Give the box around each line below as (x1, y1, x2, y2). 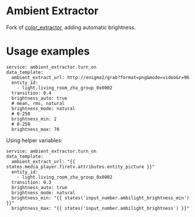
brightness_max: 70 (11, 126, 60, 132)
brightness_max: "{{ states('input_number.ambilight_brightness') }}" (11, 205, 190, 211)
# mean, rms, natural (11, 100, 65, 106)
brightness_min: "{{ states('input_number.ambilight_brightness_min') (11, 194, 190, 201)
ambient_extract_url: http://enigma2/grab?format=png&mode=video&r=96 (11, 74, 190, 81)
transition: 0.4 (11, 90, 52, 96)
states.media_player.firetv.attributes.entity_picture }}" (6, 164, 155, 170)
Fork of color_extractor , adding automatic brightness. (6, 24, 136, 31)
